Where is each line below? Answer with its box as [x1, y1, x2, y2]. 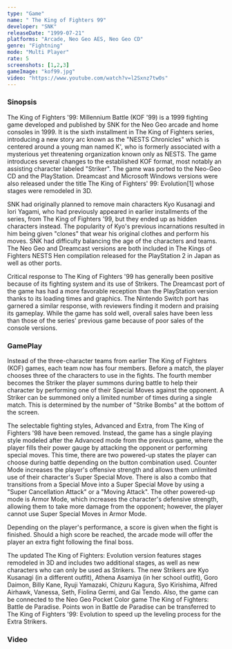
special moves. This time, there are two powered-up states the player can [7, 450, 217, 459]
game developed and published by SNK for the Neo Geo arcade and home [7, 120, 219, 129]
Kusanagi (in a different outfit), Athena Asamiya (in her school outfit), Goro [7, 573, 218, 581]
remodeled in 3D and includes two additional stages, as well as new [7, 558, 200, 567]
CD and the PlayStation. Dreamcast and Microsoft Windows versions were [7, 172, 218, 180]
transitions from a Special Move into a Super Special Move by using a [7, 480, 205, 488]
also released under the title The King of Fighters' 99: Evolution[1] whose [7, 179, 215, 188]
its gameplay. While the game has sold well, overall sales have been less [7, 309, 213, 317]
